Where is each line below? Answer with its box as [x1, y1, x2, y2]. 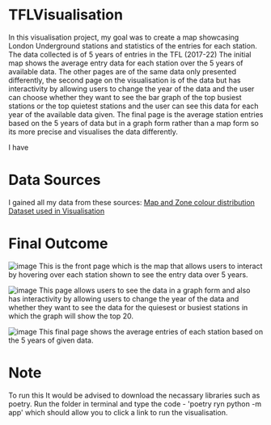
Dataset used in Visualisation [8, 206, 105, 216]
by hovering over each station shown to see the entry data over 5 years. [8, 269, 248, 280]
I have [8, 142, 29, 152]
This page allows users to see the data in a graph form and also [39, 285, 251, 295]
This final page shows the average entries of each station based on [39, 326, 264, 336]
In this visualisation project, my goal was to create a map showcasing [8, 32, 239, 42]
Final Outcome [8, 234, 108, 253]
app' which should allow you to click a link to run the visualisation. [8, 407, 228, 417]
